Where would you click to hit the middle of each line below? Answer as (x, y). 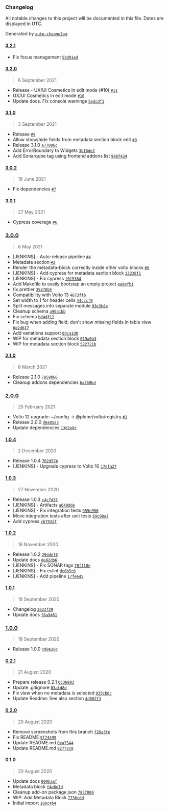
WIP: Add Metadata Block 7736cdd (48, 797)
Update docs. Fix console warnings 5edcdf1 (58, 101)
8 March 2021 (32, 367)
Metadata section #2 (34, 262)
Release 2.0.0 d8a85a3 (36, 422)
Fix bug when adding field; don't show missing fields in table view (82, 322)
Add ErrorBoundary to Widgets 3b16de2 (54, 150)
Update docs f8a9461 (35, 614)
